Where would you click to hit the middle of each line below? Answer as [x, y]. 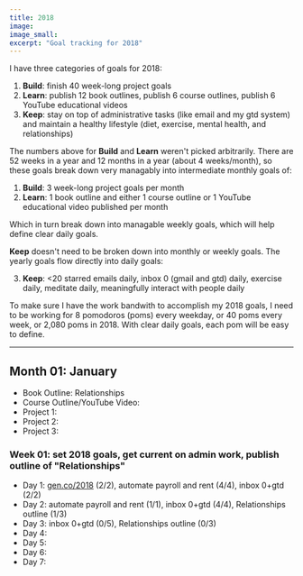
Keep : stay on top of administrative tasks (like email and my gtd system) [156, 114]
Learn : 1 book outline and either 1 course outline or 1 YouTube [137, 197]
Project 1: [39, 412]
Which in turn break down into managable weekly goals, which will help [142, 224]
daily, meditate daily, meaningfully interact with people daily [133, 288]
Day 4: [35, 534]
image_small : [34, 34]
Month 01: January [63, 371]
